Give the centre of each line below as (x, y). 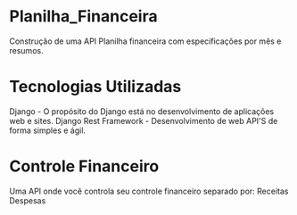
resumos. (26, 50)
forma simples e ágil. (48, 130)
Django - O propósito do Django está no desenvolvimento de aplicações (142, 111)
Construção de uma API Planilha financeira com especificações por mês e (145, 41)
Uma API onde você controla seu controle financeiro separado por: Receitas (149, 191)
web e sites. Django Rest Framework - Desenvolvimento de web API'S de (144, 120)
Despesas (28, 200)
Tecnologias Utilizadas (95, 87)
